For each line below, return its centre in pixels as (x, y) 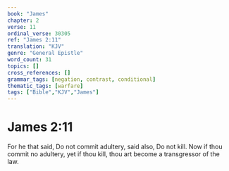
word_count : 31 (30, 60)
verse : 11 (22, 27)
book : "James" (28, 14)
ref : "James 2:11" (34, 40)
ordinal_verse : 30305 (39, 33)
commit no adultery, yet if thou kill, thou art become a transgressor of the (113, 154)
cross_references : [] (39, 72)
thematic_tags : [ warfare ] (45, 86)
